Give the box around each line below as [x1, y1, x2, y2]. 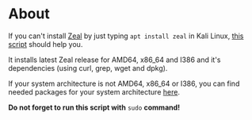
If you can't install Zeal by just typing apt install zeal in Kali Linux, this [8, 31, 244, 41]
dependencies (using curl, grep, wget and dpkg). [8, 63, 168, 72]
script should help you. [8, 39, 83, 48]
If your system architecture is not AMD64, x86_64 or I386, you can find [8, 79, 240, 88]
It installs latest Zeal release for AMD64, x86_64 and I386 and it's [8, 55, 221, 64]
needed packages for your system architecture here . [8, 87, 181, 96]
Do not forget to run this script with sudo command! [8, 103, 181, 112]
